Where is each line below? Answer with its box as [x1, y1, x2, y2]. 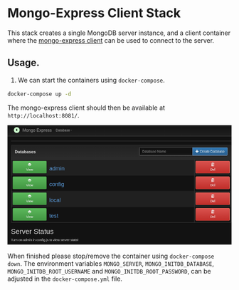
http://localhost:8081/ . [7, 110, 80, 119]
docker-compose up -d [7, 90, 72, 98]
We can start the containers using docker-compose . [17, 76, 165, 84]
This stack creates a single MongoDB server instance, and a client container [7, 29, 231, 37]
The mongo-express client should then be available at [7, 103, 166, 112]
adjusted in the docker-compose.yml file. [7, 274, 123, 283]
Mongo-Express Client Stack [7, 5, 181, 21]
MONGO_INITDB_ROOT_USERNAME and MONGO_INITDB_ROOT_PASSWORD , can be [7, 267, 211, 276]
